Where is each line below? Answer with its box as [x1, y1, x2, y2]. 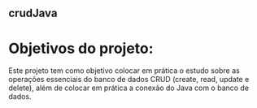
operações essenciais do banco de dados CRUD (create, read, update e [8, 75, 250, 84]
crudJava [8, 6, 58, 20]
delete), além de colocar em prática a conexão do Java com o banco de [8, 83, 250, 93]
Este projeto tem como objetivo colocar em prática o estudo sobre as [8, 66, 240, 76]
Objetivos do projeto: [8, 39, 154, 58]
